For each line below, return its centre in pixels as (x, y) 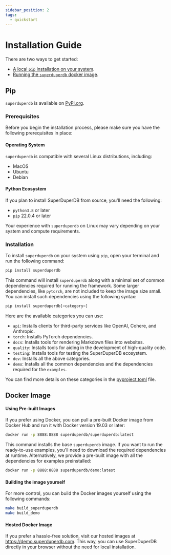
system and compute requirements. (43, 231)
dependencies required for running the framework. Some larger (72, 286)
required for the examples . (40, 369)
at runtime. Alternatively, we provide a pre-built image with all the (74, 455)
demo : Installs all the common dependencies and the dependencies (83, 364)
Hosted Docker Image (29, 525)
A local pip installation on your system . (54, 69)
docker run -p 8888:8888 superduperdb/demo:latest (60, 470)
